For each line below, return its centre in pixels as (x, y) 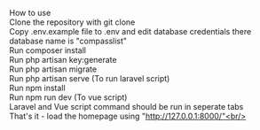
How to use (30, 13)
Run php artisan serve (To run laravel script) (90, 78)
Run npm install (37, 88)
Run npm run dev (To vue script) (68, 97)
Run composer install (48, 50)
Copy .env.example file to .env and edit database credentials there (130, 31)
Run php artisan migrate (53, 69)
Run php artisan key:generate (63, 60)
